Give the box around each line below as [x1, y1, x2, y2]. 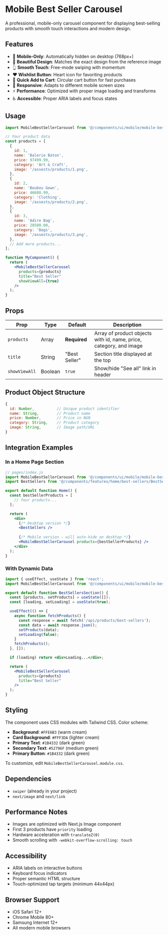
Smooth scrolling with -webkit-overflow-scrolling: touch [12, 837, 132, 843]
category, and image [94, 342, 143, 349]
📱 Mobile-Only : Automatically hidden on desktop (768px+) [12, 53, 134, 59]
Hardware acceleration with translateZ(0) [12, 832, 100, 838]
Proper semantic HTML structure [12, 876, 80, 882]
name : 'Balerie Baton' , [14, 153, 64, 158]
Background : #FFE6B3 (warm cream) [12, 729, 87, 735]
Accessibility [5, 852, 47, 860]
